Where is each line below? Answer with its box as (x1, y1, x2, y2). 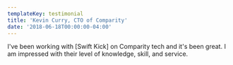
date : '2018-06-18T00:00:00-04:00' (7, 23, 112, 30)
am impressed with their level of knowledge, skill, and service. (7, 50, 189, 58)
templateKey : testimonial (7, 10, 83, 17)
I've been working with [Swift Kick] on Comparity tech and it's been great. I (7, 43, 226, 51)
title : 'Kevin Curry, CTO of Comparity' (7, 17, 129, 24)
